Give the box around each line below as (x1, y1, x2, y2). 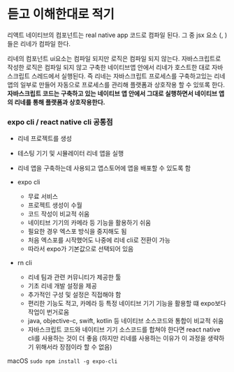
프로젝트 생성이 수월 (27, 201, 82, 209)
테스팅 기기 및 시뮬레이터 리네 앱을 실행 (17, 149, 124, 158)
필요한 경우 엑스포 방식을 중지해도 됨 (27, 228, 127, 236)
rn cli (17, 259, 33, 267)
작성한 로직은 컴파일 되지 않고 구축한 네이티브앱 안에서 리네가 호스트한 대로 (7, 63, 211, 71)
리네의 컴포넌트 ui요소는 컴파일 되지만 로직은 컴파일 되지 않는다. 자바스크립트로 (7, 54, 221, 63)
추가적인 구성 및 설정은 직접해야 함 (27, 290, 122, 299)
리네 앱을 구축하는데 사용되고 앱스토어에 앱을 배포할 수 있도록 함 (17, 164, 191, 172)
